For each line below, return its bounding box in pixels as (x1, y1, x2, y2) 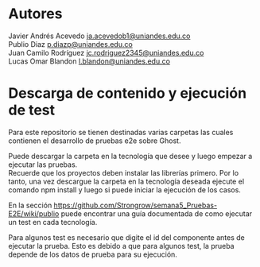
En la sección (8, 200, 52, 210)
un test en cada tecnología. (8, 217, 98, 226)
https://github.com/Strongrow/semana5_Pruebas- (53, 200, 217, 210)
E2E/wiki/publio (8, 208, 60, 219)
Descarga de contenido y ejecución (8, 84, 247, 103)
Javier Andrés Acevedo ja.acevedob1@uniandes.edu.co (8, 31, 191, 41)
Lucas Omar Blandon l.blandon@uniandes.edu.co (8, 56, 171, 66)
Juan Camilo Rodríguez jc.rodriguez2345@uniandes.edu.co (8, 48, 204, 57)
